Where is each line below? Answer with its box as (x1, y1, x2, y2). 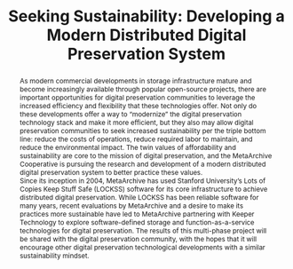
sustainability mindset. (19, 250, 90, 260)
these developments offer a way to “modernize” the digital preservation (19, 109, 242, 119)
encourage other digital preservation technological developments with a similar (19, 242, 265, 252)
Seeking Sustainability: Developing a (7, 6, 286, 27)
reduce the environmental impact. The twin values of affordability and (19, 142, 237, 152)
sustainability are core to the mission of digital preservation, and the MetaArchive (19, 151, 273, 161)
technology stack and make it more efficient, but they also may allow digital (19, 117, 254, 127)
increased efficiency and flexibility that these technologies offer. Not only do (19, 100, 257, 110)
